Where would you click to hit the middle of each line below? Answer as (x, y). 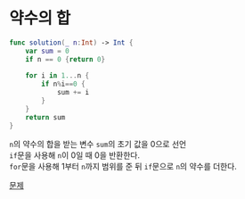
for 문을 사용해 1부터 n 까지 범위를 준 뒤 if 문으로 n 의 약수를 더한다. (123, 166)
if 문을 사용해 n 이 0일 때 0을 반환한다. (75, 155)
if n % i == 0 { (64, 84)
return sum (45, 117)
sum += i (73, 93)
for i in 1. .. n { (57, 76)
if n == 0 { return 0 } (65, 59)
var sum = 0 (47, 51)
